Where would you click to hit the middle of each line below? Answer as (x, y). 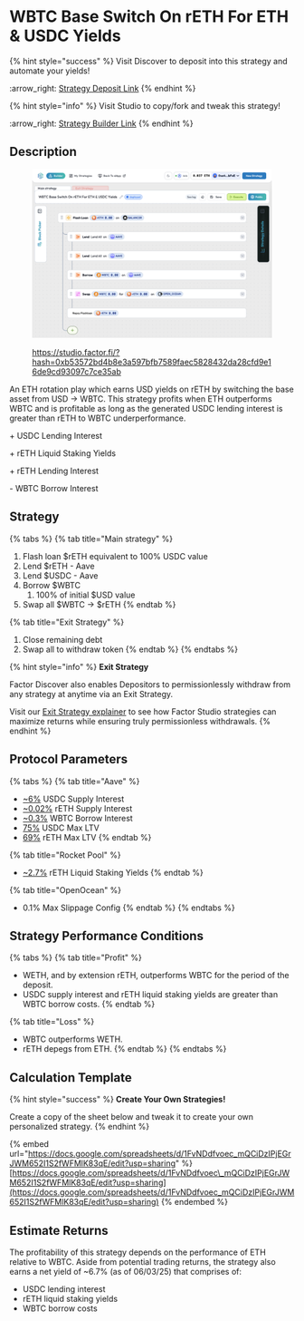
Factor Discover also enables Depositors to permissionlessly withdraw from (150, 684)
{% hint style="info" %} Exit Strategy (79, 666)
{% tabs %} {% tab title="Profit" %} (76, 957)
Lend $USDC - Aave (60, 575)
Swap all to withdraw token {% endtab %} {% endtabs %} (130, 649)
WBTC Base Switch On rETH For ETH (149, 17)
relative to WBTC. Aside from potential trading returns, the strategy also (142, 1261)
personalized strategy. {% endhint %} (80, 1127)
